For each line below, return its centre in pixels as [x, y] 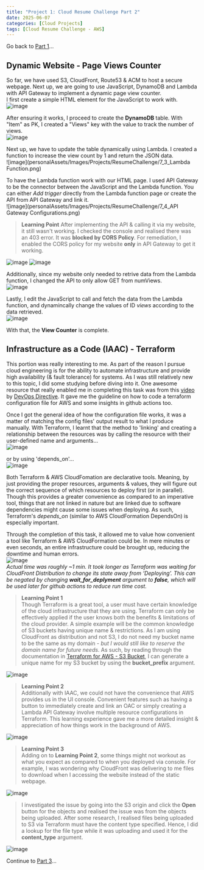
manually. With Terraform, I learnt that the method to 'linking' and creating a [101, 427]
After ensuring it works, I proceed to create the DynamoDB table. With [94, 118]
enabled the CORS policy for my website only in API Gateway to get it [108, 244]
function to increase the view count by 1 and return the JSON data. [90, 155]
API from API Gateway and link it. [48, 200]
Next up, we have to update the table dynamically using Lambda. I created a [102, 149]
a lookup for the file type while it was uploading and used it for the [104, 830]
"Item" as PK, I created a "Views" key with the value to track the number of [100, 124]
